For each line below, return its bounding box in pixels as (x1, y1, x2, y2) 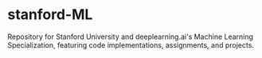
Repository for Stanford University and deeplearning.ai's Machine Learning (7, 32, 254, 41)
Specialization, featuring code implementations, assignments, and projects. (7, 40, 254, 49)
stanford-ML (7, 6, 93, 24)
